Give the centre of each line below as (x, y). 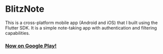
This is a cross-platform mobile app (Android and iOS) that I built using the (81, 23)
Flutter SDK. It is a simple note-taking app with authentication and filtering (81, 27)
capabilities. (17, 33)
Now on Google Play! (31, 46)
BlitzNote (25, 9)
